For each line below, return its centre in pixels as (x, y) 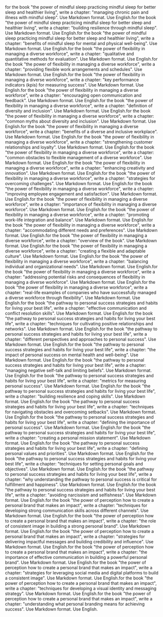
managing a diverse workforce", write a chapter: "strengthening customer (79, 142)
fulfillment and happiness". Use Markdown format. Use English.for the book (81, 485)
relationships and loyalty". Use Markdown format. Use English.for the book (80, 147)
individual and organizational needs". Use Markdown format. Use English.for (81, 266)
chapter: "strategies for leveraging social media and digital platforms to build (82, 573)
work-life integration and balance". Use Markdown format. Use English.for (79, 220)
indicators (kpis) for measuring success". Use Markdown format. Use (74, 85)
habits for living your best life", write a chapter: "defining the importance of (80, 422)
